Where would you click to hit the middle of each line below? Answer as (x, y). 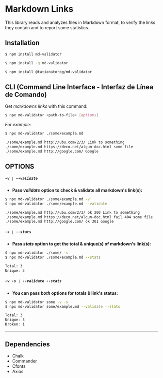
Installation (22, 43)
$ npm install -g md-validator (37, 63)
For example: (18, 125)
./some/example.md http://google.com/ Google (52, 151)
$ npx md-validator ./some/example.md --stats (53, 257)
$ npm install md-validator (33, 54)
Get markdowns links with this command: (46, 106)
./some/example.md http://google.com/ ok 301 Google (59, 222)
